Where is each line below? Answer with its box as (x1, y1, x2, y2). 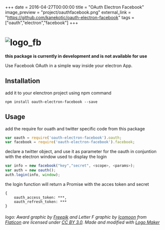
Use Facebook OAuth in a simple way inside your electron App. (5, 62, 133, 68)
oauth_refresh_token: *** (14, 199, 67, 204)
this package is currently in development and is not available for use (5, 53, 147, 59)
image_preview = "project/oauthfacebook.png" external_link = (5, 9, 131, 15)
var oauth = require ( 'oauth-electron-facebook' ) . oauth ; (5, 135, 122, 140)
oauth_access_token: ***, (14, 195, 67, 200)
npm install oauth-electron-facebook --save (5, 99, 98, 104)
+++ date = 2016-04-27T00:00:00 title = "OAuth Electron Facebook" (5, 4, 144, 10)
